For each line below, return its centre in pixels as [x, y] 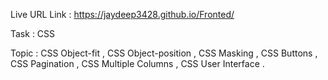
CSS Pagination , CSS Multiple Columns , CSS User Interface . [137, 63]
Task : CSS [33, 33]
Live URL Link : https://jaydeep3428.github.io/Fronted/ [122, 14]
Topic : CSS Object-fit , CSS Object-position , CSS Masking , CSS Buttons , [164, 53]
